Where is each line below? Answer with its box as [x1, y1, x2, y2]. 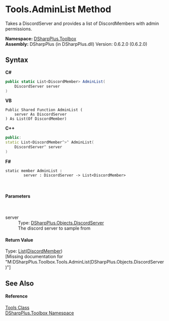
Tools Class [5, 304, 29, 310]
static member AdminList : [5, 168, 62, 173]
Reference [5, 293, 28, 299]
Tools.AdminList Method [5, 4, 112, 15]
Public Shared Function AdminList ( [5, 108, 83, 113]
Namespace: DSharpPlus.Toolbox [5, 36, 77, 42]
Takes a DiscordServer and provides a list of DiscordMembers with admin [5, 20, 159, 26]
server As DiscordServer [14, 112, 67, 117]
